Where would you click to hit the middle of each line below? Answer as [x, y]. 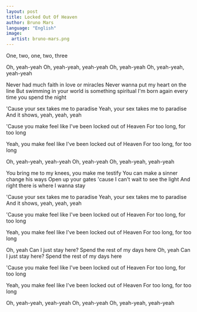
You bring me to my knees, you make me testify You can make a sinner [92, 173]
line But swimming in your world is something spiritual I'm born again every [97, 91]
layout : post [22, 11]
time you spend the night [36, 97]
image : [14, 34]
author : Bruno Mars [30, 22]
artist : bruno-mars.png [40, 39]
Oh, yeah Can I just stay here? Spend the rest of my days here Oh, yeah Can [98, 250]
